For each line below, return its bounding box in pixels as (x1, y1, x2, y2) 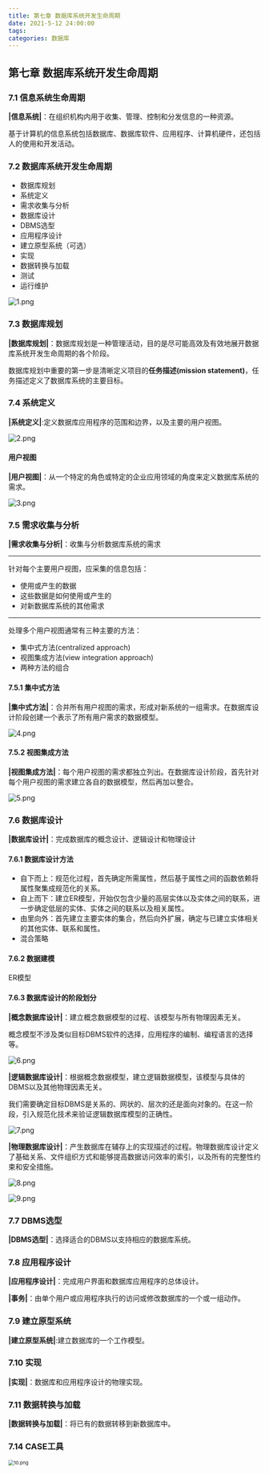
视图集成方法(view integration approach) (19, 653, 154, 662)
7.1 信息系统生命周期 (8, 92, 86, 103)
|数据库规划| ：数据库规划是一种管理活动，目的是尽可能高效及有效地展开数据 (8, 338, 259, 348)
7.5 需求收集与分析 (8, 519, 80, 531)
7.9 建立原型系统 (8, 1316, 72, 1327)
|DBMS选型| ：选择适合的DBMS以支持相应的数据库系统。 (8, 1234, 195, 1244)
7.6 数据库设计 (8, 814, 63, 825)
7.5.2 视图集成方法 (8, 747, 70, 757)
